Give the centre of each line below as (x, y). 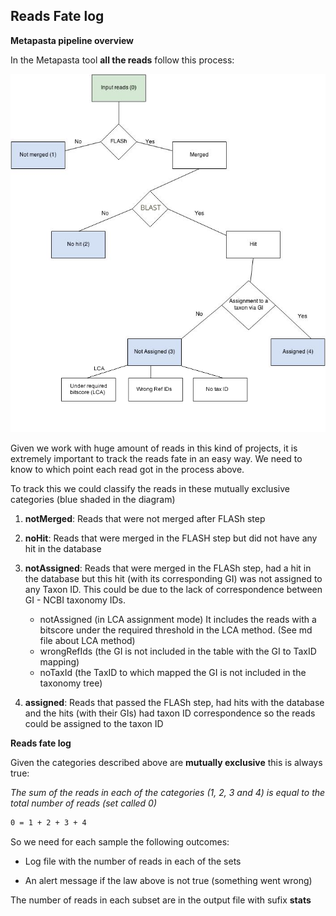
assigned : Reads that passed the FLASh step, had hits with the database (174, 703)
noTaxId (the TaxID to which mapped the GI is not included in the (173, 673)
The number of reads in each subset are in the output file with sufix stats (161, 900)
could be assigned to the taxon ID (94, 724)
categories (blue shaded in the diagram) (93, 500)
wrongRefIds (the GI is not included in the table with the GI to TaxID (178, 651)
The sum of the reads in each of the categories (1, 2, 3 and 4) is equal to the (168, 793)
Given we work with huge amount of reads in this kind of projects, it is (154, 448)
